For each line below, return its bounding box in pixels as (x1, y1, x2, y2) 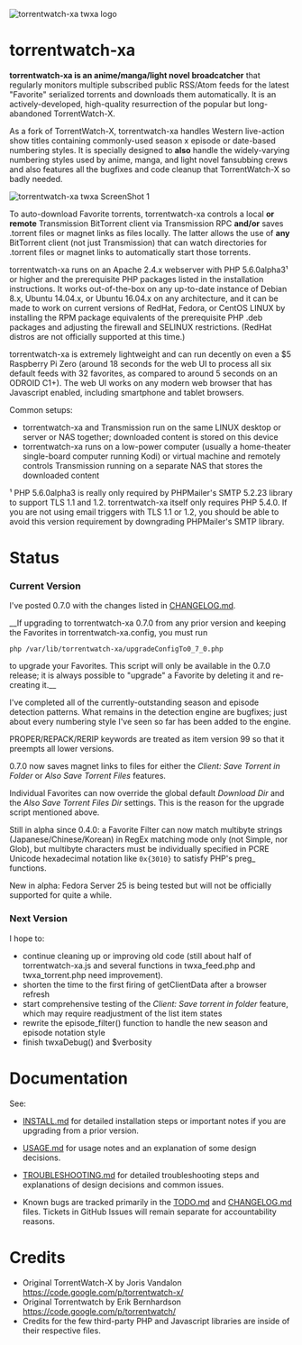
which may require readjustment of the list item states (22, 1008, 223, 1019)
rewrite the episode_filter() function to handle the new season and (22, 1017, 269, 1028)
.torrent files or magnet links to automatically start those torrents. (9, 246, 251, 257)
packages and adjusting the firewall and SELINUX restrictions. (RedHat (9, 321, 272, 333)
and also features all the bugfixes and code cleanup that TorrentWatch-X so (9, 163, 291, 175)
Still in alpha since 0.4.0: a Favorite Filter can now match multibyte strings (9, 825, 283, 836)
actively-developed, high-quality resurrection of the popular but (9, 98, 246, 109)
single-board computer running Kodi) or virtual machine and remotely (22, 451, 281, 462)
